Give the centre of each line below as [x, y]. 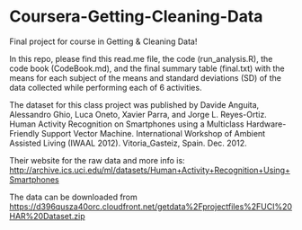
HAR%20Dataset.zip [47, 216]
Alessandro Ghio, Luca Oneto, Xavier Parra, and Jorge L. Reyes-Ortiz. [138, 114]
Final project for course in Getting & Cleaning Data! [103, 41]
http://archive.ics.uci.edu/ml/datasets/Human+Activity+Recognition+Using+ [150, 170]
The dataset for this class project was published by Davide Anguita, [134, 104]
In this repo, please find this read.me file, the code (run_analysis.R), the [141, 58]
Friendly [24, 133]
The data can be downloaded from [73, 197]
